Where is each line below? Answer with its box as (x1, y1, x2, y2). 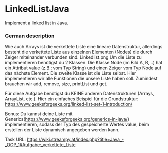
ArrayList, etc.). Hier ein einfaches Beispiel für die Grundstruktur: (5, 96, 139, 102)
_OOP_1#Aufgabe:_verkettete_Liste (5, 142, 76, 148)
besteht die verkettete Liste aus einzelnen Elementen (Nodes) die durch (5, 49, 153, 55)
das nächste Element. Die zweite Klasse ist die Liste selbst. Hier (5, 70, 136, 76)
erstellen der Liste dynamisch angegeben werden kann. (5, 127, 120, 133)
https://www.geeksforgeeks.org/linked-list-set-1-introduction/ (5, 101, 133, 107)
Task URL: (5, 136, 26, 143)
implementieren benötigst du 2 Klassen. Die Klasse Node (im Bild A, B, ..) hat (5, 60, 163, 66)
